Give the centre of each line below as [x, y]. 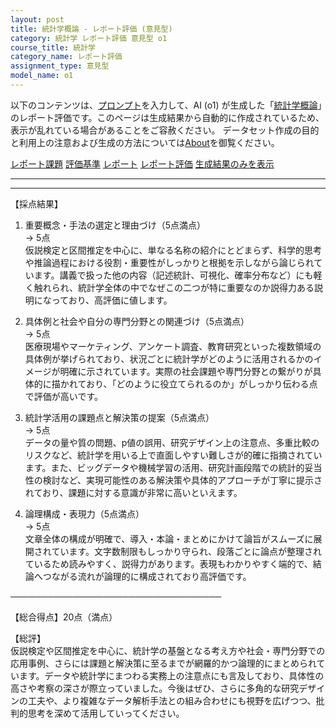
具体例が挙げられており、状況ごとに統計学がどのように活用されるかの [169, 358]
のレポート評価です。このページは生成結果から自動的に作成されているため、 [167, 117]
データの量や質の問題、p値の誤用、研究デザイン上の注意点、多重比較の [172, 442]
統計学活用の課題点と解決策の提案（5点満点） [119, 417]
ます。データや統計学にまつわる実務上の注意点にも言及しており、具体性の [171, 675]
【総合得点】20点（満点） [64, 617]
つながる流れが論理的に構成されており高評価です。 [147, 576]
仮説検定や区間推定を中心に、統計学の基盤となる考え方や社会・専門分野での [168, 650]
